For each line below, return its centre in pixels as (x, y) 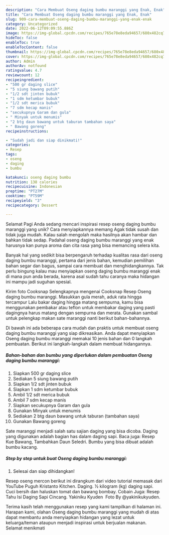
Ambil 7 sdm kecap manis (40, 400)
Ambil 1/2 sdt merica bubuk (41, 394)
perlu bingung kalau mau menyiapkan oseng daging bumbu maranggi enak (83, 271)
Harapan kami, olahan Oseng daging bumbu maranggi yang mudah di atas (82, 512)
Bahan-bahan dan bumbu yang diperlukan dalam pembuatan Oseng (79, 355)
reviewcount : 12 (23, 75)
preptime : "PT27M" (25, 191)
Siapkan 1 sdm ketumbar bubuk (45, 389)
